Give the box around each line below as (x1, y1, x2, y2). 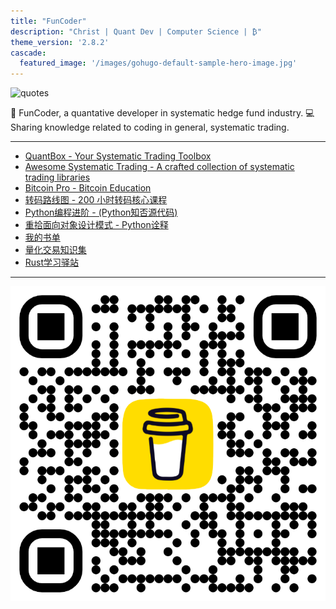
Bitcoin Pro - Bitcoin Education (24, 182, 152, 194)
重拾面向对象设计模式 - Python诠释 (24, 219, 169, 231)
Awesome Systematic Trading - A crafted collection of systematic (24, 161, 295, 173)
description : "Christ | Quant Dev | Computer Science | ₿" (10, 26, 262, 37)
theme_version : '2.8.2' (10, 37, 110, 47)
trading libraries (24, 171, 91, 184)
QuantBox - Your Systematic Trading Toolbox (24, 150, 212, 162)
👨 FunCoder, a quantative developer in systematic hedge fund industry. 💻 (10, 107, 315, 119)
